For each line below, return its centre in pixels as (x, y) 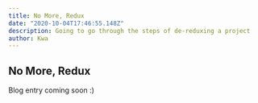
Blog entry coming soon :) (52, 90)
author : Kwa (28, 38)
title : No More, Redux (46, 16)
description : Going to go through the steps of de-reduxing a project (129, 31)
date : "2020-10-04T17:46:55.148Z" (67, 23)
